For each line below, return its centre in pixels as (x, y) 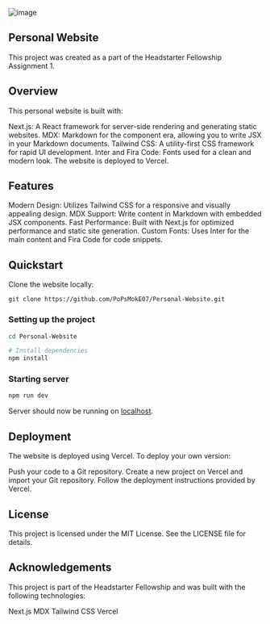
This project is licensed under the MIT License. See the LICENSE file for (127, 534)
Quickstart (36, 265)
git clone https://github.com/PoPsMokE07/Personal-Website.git (117, 299)
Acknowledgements (60, 568)
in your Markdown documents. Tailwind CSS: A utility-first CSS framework (131, 143)
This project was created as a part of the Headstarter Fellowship (115, 57)
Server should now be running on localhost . (81, 411)
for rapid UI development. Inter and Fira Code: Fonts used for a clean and (130, 152)
